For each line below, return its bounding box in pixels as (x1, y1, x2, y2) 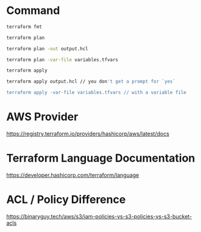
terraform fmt (6, 24, 43, 30)
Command (6, 4, 60, 18)
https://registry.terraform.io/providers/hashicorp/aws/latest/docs (6, 130, 169, 137)
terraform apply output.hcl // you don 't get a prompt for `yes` (6, 78, 175, 85)
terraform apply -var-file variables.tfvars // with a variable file (6, 89, 187, 96)
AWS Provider (6, 110, 79, 124)
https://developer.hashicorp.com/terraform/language (6, 171, 139, 179)
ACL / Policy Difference (6, 193, 126, 206)
